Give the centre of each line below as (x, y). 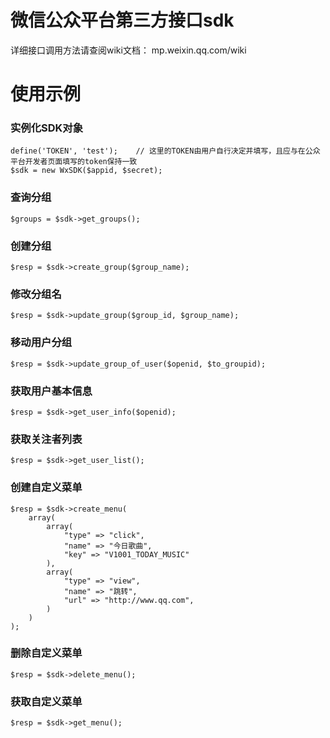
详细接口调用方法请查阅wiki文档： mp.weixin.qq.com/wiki (128, 50)
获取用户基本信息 (51, 391)
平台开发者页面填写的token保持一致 (74, 162)
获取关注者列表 (46, 439)
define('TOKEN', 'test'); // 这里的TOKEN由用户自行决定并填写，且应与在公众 (165, 151)
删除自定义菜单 (46, 653)
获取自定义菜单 (46, 701)
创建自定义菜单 (46, 488)
